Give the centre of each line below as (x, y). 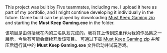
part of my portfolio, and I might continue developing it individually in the (80, 12)
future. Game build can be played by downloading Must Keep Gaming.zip (80, 17)
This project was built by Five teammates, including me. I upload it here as (81, 7)
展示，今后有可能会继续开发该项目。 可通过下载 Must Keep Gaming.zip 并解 (83, 39)
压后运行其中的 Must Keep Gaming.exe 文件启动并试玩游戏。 (68, 45)
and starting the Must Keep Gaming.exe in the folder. (60, 23)
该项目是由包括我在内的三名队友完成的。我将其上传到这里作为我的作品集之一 (83, 33)
